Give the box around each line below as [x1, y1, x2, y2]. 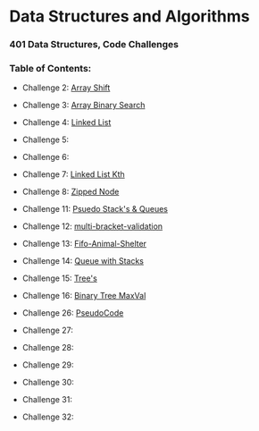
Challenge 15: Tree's [21, 273, 98, 283]
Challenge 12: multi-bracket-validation [21, 221, 163, 232]
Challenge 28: [21, 342, 74, 353]
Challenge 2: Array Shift [21, 82, 111, 93]
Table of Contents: [9, 63, 92, 75]
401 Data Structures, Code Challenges [9, 38, 180, 51]
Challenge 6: [21, 152, 70, 163]
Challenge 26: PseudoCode [21, 308, 124, 318]
